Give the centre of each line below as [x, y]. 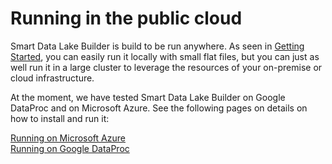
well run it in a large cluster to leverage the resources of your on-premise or [166, 67]
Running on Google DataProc [70, 148]
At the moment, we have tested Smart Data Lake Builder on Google [148, 97]
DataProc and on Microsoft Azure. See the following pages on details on [159, 108]
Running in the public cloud [126, 18]
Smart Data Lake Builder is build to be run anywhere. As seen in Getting [157, 46]
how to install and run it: [60, 118]
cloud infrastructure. [52, 78]
